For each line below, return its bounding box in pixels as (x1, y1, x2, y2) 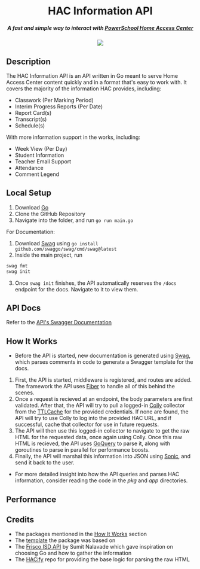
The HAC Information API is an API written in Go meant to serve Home (6, 72, 178, 79)
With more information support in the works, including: (6, 133, 140, 141)
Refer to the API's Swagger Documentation (6, 319, 112, 326)
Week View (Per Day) (14, 145, 67, 152)
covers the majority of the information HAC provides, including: (6, 85, 162, 92)
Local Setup (6, 188, 52, 198)
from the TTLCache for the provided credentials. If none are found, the (14, 408, 189, 415)
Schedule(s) (14, 121, 45, 129)
